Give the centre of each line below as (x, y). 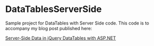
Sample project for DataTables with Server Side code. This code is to (77, 23)
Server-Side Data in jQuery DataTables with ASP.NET (61, 38)
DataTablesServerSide (54, 9)
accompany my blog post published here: (49, 28)
